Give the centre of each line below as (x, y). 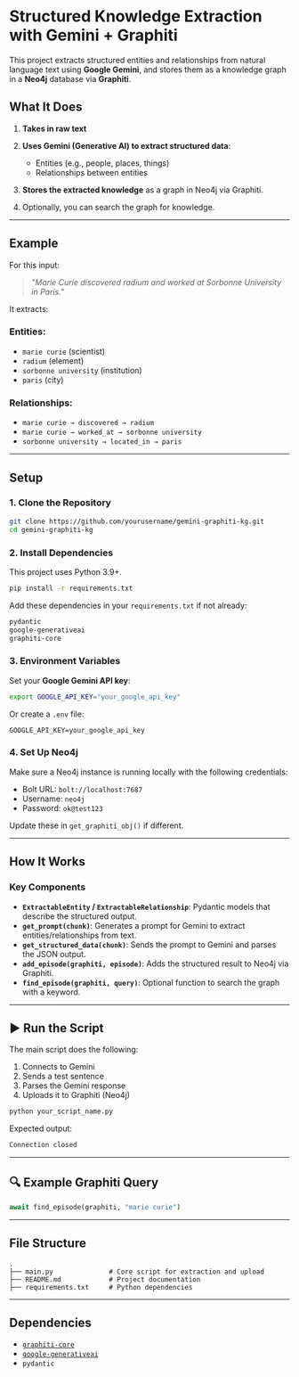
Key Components (48, 887)
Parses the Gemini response (74, 1086)
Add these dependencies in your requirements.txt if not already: (128, 605)
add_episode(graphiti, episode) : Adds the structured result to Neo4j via (155, 963)
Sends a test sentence (63, 1077)
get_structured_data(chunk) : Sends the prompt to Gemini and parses (149, 944)
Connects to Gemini (58, 1067)
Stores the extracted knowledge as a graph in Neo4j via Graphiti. (143, 190)
